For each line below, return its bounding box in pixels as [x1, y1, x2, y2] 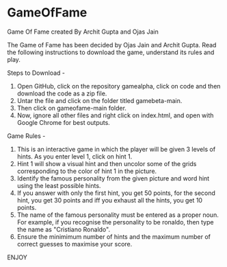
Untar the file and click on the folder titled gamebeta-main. [16, 96, 183, 104]
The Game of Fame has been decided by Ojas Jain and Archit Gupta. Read [7, 40, 217, 49]
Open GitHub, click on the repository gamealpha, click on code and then [16, 82, 221, 90]
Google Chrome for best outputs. [16, 118, 111, 126]
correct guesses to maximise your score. [16, 240, 133, 248]
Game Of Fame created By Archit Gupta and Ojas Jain [7, 27, 159, 36]
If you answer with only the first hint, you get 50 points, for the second [16, 189, 215, 197]
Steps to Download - [7, 69, 65, 77]
